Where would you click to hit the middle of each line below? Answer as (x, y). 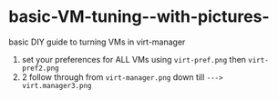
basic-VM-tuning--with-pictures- (139, 17)
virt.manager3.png (57, 85)
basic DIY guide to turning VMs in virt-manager (97, 42)
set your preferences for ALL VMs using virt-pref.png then (134, 59)
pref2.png (41, 68)
